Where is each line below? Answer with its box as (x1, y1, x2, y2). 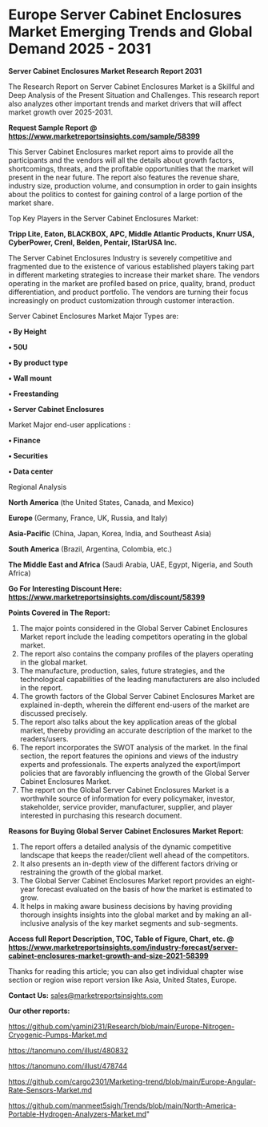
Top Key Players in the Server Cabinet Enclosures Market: (8, 213, 198, 223)
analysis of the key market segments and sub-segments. (50, 918, 238, 927)
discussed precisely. (19, 708, 88, 718)
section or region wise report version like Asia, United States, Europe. (8, 975, 238, 984)
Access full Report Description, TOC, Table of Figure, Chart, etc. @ (8, 934, 234, 943)
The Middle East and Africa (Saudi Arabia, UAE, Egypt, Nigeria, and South (8, 559, 254, 569)
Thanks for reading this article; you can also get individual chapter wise (8, 966, 244, 976)
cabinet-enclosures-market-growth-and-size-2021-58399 (8, 951, 210, 960)
